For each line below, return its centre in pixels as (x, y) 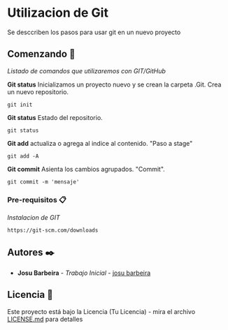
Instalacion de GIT (34, 218)
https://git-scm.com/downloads (53, 231)
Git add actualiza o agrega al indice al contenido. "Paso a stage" (100, 143)
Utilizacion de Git (58, 13)
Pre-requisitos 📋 (37, 200)
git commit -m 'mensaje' (43, 182)
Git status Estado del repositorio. (55, 117)
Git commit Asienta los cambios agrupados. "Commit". (86, 169)
